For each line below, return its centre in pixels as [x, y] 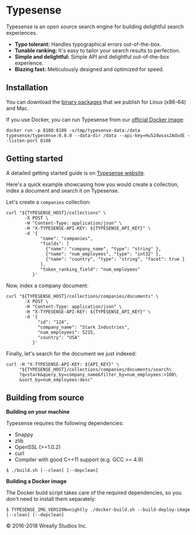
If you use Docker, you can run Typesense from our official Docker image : [95, 119]
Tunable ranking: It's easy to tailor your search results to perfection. [97, 50]
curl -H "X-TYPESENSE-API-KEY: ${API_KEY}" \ [62, 364]
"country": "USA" [59, 337]
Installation [27, 88]
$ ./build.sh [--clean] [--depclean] [52, 471]
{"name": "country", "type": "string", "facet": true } [115, 259]
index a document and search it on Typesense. [63, 190]
